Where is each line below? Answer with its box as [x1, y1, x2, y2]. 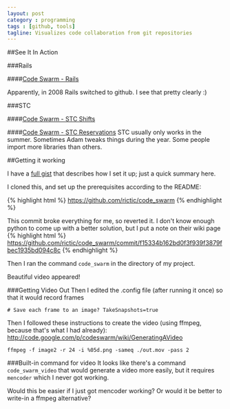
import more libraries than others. [7, 143, 103, 151]
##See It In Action [7, 48, 59, 56]
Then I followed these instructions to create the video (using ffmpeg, [7, 319, 202, 327]
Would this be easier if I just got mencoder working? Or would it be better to [7, 387, 222, 395]
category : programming [7, 17, 76, 23]
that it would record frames [7, 293, 85, 302]
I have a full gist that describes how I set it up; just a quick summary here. [7, 169, 216, 178]
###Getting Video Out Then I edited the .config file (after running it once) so [7, 286, 223, 295]
